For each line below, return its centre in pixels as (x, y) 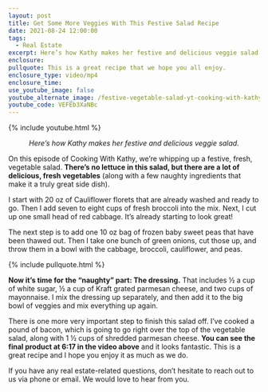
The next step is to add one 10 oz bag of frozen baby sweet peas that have (131, 232)
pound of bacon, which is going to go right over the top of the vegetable (127, 330)
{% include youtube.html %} (55, 128)
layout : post (30, 16)
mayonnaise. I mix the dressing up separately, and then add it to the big (126, 298)
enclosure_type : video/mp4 (53, 75)
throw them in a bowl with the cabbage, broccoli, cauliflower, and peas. (126, 250)
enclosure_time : (35, 82)
